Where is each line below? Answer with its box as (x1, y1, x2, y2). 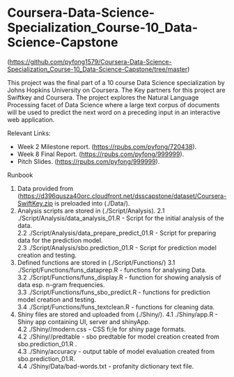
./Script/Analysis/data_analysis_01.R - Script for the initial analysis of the (17, 214, 224, 222)
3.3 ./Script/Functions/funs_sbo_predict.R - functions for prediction (17, 288, 210, 296)
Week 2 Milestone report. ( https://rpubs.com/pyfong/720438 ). (17, 142, 197, 151)
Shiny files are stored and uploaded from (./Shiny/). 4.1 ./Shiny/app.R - (17, 310, 218, 318)
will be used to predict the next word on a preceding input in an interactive (7, 108, 221, 116)
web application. (7, 115, 55, 123)
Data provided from (17, 184, 74, 192)
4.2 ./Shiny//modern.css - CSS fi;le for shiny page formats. (17, 325, 186, 333)
